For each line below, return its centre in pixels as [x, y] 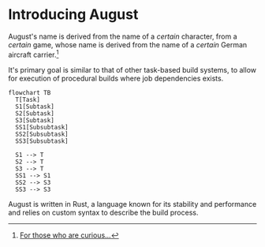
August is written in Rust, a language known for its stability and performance [132, 204]
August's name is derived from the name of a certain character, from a [123, 36]
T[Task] [28, 99]
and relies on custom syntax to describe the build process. [103, 212]
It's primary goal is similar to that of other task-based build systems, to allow [132, 69]
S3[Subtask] [35, 120]
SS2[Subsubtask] [42, 134]
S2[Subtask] [35, 113]
